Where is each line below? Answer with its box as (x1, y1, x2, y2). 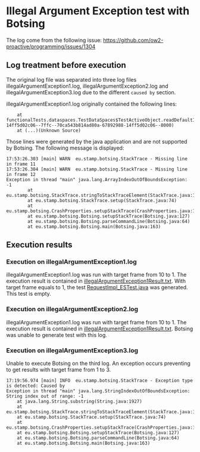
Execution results (6, 240, 73, 250)
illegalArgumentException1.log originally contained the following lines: (6, 100, 177, 107)
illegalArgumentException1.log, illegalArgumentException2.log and (6, 82, 168, 89)
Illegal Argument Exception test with (6, 4, 190, 18)
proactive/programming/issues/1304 (6, 43, 96, 50)
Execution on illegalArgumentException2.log (6, 305, 139, 314)
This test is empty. (6, 290, 52, 298)
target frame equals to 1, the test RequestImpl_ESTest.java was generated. (6, 284, 189, 291)
